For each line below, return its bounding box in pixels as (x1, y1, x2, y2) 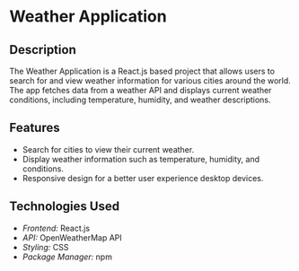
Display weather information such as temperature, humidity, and (22, 153, 260, 164)
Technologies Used (9, 199, 119, 214)
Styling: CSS (22, 241, 69, 252)
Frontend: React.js (22, 223, 91, 233)
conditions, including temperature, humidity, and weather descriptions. (9, 94, 271, 105)
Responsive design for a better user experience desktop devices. (22, 172, 264, 183)
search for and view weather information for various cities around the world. (9, 75, 292, 86)
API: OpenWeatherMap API (22, 232, 123, 243)
